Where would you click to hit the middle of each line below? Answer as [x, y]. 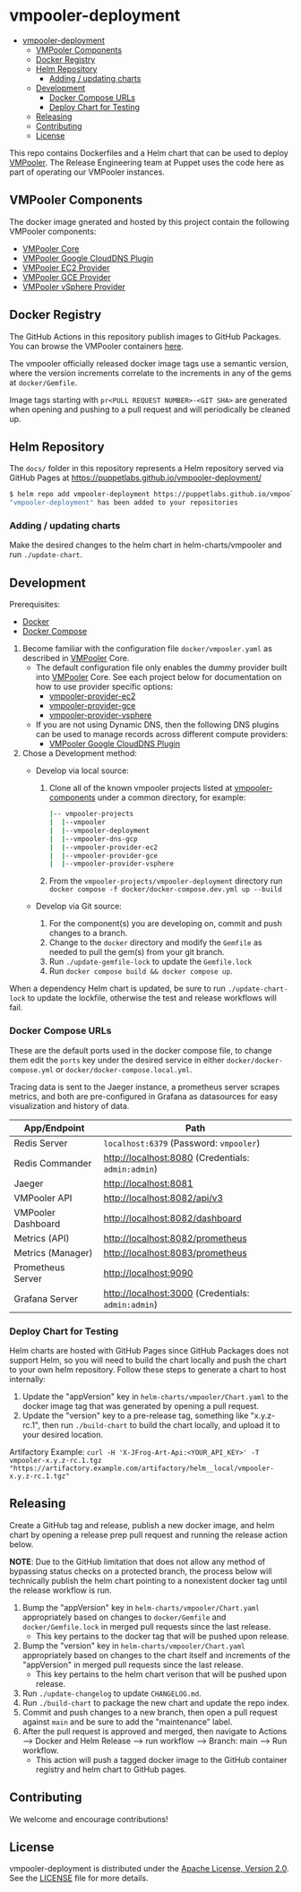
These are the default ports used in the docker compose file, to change [141, 1050]
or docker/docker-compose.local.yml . [124, 1069]
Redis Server [41, 1143]
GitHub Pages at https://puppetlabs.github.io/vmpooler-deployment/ [136, 478]
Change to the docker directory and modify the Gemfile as [155, 942]
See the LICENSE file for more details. [79, 1879]
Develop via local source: [82, 770]
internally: [28, 1379]
